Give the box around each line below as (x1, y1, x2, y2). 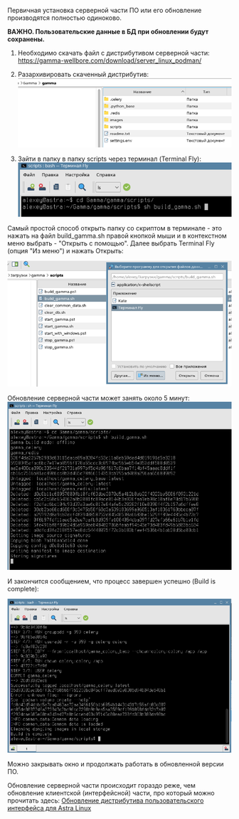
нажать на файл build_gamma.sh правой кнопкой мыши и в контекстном (7, 231, 228, 241)
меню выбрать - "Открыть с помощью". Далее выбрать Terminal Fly (7, 239, 215, 248)
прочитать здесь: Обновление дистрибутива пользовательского (7, 796, 204, 805)
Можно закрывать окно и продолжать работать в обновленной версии (7, 760, 224, 768)
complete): (7, 585, 39, 593)
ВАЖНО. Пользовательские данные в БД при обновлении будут (7, 28, 209, 36)
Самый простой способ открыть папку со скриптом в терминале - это (7, 224, 223, 233)
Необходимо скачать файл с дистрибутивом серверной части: (17, 49, 210, 57)
